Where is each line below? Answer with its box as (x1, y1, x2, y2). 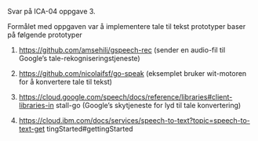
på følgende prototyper (7, 31, 83, 39)
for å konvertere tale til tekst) (18, 78, 113, 86)
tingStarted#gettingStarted (46, 125, 134, 133)
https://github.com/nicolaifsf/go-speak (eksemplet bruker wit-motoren (18, 69, 247, 78)
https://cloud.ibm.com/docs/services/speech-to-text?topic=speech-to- (18, 116, 250, 125)
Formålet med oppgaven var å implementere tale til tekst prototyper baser (7, 22, 246, 31)
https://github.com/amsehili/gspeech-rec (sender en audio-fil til (18, 45, 226, 54)
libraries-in (18, 101, 54, 110)
